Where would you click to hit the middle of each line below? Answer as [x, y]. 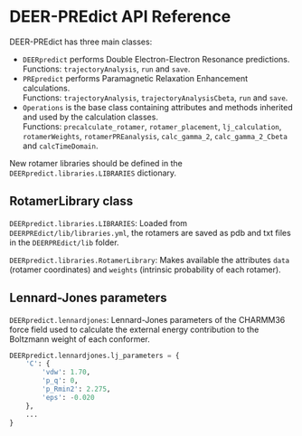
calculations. [46, 88]
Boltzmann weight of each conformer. [80, 339]
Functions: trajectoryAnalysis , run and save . [106, 69]
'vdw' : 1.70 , [66, 373]
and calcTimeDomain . [60, 146]
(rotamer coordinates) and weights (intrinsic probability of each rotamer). [146, 270]
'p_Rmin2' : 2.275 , [76, 389]
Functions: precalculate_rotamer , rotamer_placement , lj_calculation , [152, 126]
